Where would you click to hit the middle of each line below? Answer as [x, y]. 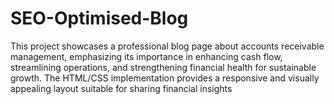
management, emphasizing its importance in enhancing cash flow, [146, 56]
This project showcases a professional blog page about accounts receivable [167, 46]
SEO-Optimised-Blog [99, 18]
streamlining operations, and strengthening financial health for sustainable [163, 67]
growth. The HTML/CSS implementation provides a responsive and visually [165, 78]
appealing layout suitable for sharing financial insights [121, 88]
